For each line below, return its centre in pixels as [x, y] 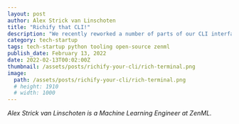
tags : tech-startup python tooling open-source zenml [89, 47]
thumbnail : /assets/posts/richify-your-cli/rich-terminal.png [101, 67]
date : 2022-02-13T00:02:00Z [49, 60]
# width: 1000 [34, 93]
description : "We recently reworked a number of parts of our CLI [108, 34]
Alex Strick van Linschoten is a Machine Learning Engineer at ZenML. [110, 113]
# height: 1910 [36, 86]
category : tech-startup [43, 40]
